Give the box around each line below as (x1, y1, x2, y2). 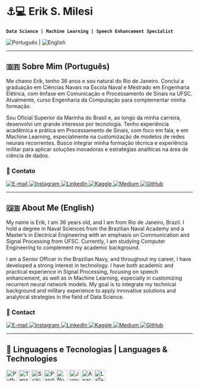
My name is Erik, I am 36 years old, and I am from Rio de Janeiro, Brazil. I (6, 218, 185, 226)
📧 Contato (6, 167, 36, 175)
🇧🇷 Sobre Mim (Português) (6, 62, 110, 72)
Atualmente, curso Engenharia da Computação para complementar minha (6, 96, 186, 103)
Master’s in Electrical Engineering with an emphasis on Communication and (6, 231, 190, 238)
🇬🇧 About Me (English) (6, 203, 95, 213)
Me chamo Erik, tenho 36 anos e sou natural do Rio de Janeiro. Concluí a (6, 77, 184, 84)
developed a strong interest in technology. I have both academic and (6, 262, 174, 269)
